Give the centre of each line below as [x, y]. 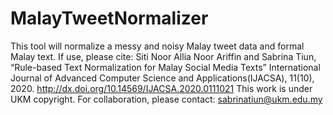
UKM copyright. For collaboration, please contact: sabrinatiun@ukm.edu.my [166, 99]
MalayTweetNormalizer [109, 18]
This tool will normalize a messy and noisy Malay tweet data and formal [157, 46]
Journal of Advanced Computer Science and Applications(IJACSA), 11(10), [162, 78]
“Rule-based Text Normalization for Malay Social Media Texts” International [165, 67]
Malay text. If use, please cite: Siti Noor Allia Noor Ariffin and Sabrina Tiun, [163, 56]
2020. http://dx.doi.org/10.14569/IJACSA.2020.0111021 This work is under [161, 88]
